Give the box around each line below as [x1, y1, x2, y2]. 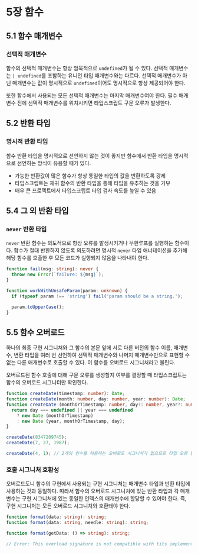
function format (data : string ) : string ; [6, 514, 107, 520]
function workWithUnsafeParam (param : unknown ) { [6, 287, 128, 293]
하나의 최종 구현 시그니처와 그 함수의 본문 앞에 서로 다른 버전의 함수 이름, [6, 344, 173, 351]
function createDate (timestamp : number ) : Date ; [6, 391, 126, 397]
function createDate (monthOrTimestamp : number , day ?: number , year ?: [6, 402, 183, 408]
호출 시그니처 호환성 [6, 465, 60, 474]
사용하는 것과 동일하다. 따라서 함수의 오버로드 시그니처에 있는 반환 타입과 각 [6, 487, 179, 494]
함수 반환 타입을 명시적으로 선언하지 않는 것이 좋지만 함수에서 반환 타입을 [6, 152, 173, 159]
